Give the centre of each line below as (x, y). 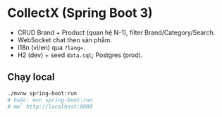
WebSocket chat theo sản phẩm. (65, 39)
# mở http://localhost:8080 (50, 106)
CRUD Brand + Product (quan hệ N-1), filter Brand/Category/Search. (116, 32)
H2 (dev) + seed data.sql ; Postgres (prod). (80, 55)
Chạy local (31, 77)
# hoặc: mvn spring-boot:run (50, 100)
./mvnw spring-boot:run (42, 93)
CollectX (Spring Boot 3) (80, 13)
